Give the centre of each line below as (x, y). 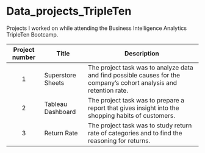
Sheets (54, 82)
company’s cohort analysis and (132, 82)
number (24, 57)
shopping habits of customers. (132, 115)
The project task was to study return (140, 125)
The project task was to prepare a (136, 100)
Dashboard (60, 112)
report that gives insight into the (134, 108)
